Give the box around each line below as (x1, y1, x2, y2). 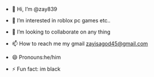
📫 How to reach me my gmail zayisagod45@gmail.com (11, 40, 149, 47)
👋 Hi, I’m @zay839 (11, 6, 58, 12)
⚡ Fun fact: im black (11, 65, 61, 72)
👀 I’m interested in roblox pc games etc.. (11, 17, 111, 24)
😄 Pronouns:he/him (11, 53, 61, 61)
